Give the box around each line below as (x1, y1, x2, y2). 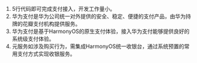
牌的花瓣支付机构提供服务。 (11, 20, 81, 27)
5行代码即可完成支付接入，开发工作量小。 (11, 5, 116, 12)
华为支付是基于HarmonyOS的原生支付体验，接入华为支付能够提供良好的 (11, 28, 190, 35)
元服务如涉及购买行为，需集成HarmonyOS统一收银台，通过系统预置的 (11, 43, 184, 50)
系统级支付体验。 (11, 35, 55, 42)
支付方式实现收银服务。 (17, 50, 76, 57)
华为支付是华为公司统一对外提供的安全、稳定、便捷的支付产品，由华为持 (11, 13, 191, 20)
